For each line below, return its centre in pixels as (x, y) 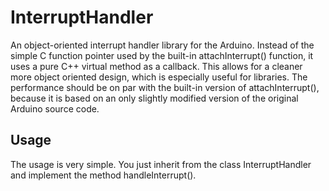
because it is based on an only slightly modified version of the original (154, 98)
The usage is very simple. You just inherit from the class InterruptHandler (161, 164)
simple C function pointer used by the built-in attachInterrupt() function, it (162, 55)
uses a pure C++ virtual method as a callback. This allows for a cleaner (156, 66)
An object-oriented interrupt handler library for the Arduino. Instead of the (162, 45)
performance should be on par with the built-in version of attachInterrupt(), (165, 87)
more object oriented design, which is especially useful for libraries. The (159, 77)
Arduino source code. (55, 108)
